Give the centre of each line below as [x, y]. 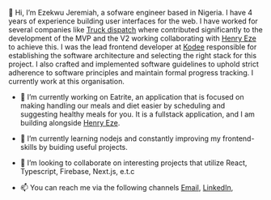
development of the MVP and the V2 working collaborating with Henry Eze [132, 38]
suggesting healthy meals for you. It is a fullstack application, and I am [137, 114]
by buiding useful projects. [83, 147]
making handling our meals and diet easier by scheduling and [123, 106]
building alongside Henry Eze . [70, 123]
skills [29, 147]
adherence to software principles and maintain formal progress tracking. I [131, 72]
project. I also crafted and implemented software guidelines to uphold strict [133, 64]
